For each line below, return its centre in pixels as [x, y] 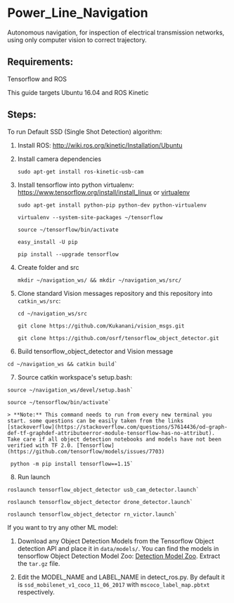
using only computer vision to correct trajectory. [77, 39]
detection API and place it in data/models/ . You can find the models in [118, 548]
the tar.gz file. [39, 563]
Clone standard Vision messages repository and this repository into [115, 293]
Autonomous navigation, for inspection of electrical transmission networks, [116, 32]
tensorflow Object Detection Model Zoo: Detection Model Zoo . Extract [119, 556]
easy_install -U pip [47, 242]
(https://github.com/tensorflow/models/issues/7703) [86, 451]
